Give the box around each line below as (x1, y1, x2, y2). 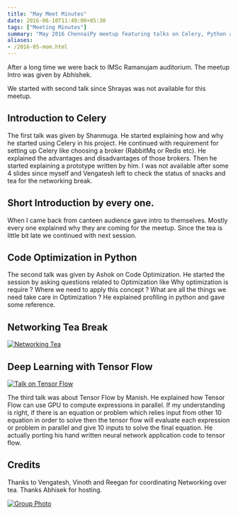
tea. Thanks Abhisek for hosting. (7, 485, 103, 494)
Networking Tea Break (7, 321, 108, 333)
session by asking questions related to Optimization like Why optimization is (7, 278, 229, 286)
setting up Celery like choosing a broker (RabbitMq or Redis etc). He (7, 146, 207, 155)
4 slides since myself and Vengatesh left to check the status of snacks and (7, 168, 226, 178)
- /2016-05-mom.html (7, 43, 69, 50)
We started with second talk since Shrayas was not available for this (7, 85, 206, 92)
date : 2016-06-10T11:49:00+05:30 (7, 17, 106, 24)
